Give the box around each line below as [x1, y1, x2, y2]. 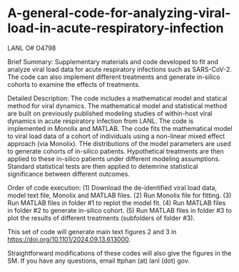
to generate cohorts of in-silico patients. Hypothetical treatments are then [7, 147, 224, 155]
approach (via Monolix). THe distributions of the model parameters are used [7, 139, 232, 147]
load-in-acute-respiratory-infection [7, 20, 224, 36]
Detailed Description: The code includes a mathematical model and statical [7, 94, 228, 103]
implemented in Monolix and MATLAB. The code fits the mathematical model [7, 124, 233, 132]
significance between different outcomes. [7, 169, 131, 178]
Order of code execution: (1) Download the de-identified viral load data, [7, 183, 218, 192]
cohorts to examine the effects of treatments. [7, 80, 141, 88]
